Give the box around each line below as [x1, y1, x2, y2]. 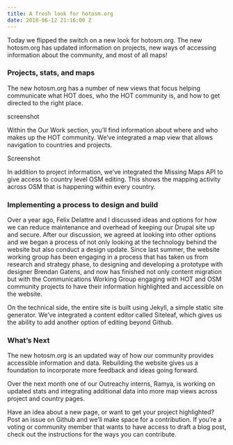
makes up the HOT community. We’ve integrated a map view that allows [7, 133, 214, 142]
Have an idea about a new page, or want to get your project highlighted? [7, 408, 214, 416]
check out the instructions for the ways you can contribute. [7, 430, 177, 439]
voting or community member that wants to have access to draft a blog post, [7, 423, 227, 431]
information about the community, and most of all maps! [7, 50, 168, 59]
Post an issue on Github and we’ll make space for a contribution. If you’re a [7, 416, 222, 424]
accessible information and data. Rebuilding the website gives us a [7, 359, 198, 367]
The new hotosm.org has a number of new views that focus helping [7, 84, 200, 92]
